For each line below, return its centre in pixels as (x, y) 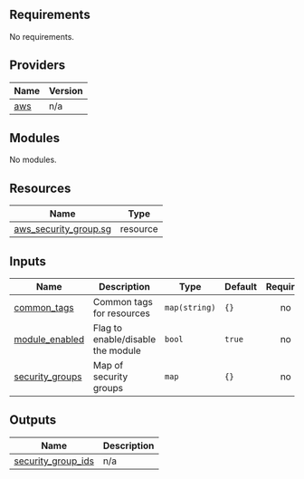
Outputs (33, 420)
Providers (38, 66)
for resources (122, 313)
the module (117, 350)
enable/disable (124, 340)
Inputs (28, 261)
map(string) (190, 308)
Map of (108, 366)
